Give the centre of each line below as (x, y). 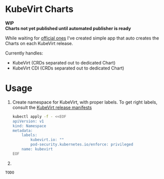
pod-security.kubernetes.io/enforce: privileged (82, 144)
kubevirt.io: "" (47, 140)
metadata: (23, 130)
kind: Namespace (29, 126)
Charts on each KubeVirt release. (39, 43)
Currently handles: (24, 53)
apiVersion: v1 (28, 121)
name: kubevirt (37, 149)
